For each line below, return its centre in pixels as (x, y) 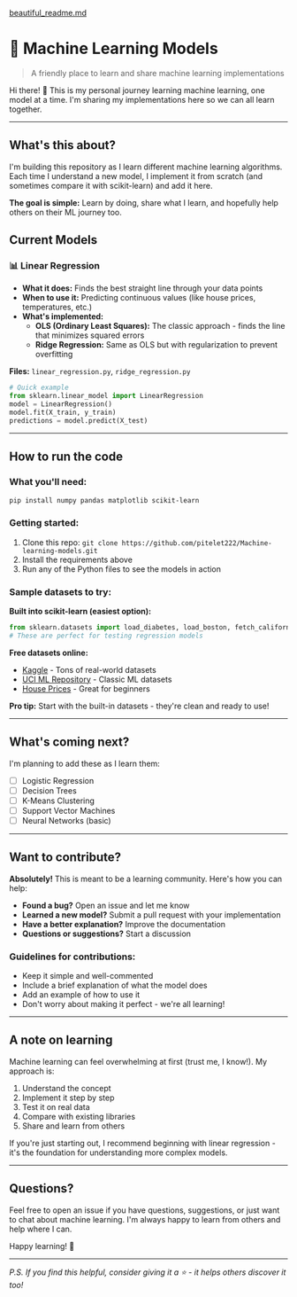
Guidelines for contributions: (72, 957)
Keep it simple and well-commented (88, 975)
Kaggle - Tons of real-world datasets (89, 669)
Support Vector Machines (69, 810)
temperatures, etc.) (57, 307)
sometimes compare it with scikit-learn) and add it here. (111, 185)
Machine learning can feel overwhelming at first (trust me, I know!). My (138, 1061)
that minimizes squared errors (90, 335)
